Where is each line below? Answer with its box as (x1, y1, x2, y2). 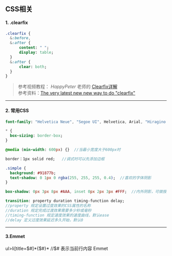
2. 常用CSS (5, 107, 29, 114)
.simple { (5, 165, 27, 170)
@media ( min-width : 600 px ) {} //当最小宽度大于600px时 (5, 147, 121, 153)
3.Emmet (5, 233, 25, 240)
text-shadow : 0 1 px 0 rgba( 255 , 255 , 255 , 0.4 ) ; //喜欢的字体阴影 (10, 175, 152, 180)
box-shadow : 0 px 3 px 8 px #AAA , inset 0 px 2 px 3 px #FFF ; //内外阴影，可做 (5, 189, 163, 195)
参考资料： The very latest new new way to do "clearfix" (17, 90, 136, 96)
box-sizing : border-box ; (10, 133, 63, 138)
